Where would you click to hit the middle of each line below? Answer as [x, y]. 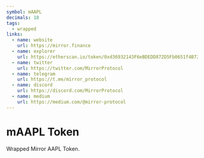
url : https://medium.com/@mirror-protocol [72, 102]
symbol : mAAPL [24, 12]
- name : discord [32, 85]
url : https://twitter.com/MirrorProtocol [70, 68]
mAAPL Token [43, 132]
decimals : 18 [23, 18]
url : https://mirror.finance [54, 46]
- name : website [32, 40]
